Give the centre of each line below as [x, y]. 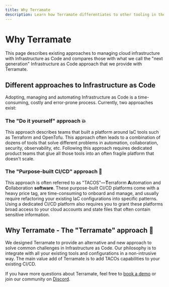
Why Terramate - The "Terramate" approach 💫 [79, 230]
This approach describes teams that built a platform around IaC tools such [82, 132]
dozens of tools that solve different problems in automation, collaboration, [82, 142]
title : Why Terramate [28, 10]
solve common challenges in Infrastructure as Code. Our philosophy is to [81, 248]
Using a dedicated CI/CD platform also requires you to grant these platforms [84, 204]
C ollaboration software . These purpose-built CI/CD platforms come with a [82, 188]
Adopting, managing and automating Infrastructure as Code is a [71, 97]
